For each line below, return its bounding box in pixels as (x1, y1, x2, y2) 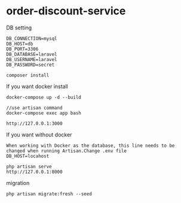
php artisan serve (6, 163, 52, 169)
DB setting (6, 24, 32, 31)
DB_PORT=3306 (6, 46, 39, 52)
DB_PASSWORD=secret (6, 62, 55, 68)
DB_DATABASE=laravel (6, 51, 58, 57)
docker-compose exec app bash (6, 110, 82, 116)
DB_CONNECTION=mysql (6, 35, 58, 41)
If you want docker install (6, 83, 69, 90)
